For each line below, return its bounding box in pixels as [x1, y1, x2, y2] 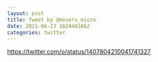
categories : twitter [7, 29, 66, 36]
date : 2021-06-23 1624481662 [7, 22, 90, 29]
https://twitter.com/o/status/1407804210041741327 [7, 48, 151, 56]
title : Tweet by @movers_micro [7, 16, 96, 23]
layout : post [7, 10, 44, 17]
